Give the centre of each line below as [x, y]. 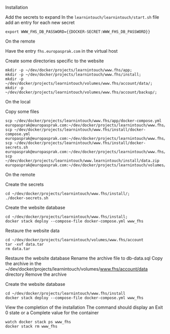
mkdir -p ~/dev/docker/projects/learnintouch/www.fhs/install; [73, 75]
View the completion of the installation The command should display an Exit [84, 307]
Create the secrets [25, 184]
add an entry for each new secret [40, 23]
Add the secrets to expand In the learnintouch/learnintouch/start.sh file [82, 17]
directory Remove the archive [36, 274]
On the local [18, 102]
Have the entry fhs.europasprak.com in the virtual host [61, 51]
